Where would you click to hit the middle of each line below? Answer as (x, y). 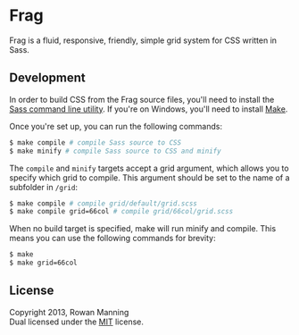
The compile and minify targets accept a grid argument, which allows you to (149, 168)
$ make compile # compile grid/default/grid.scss (104, 203)
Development (48, 78)
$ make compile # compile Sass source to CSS (95, 142)
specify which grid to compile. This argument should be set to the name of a (149, 177)
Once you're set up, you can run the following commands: (116, 126)
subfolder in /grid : (44, 187)
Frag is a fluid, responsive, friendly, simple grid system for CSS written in (143, 40)
